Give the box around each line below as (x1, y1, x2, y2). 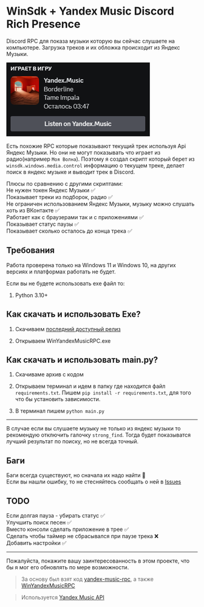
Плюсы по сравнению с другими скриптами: (6, 180, 123, 187)
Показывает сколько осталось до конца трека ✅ (6, 227, 132, 234)
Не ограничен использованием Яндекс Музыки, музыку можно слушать (6, 200, 195, 208)
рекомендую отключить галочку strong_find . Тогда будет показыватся (6, 431, 191, 439)
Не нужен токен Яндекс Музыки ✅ (6, 186, 96, 194)
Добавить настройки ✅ (6, 539, 67, 546)
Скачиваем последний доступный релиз (15, 325, 121, 332)
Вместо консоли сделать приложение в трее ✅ (6, 525, 129, 533)
